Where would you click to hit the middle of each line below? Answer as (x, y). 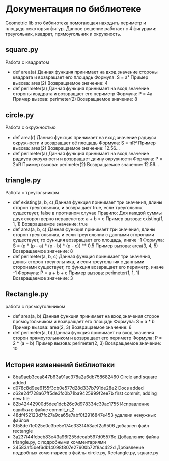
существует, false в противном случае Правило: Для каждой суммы (87, 213)
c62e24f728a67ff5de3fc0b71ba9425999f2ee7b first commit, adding (85, 393)
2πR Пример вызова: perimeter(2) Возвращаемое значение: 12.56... (86, 164)
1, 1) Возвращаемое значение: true (50, 224)
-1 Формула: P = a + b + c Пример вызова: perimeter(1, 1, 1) (76, 273)
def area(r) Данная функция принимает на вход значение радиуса (84, 137)
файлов (21, 420)
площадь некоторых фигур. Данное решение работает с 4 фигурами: (81, 28)
